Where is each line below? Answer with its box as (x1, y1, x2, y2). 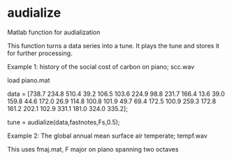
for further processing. (7, 49, 73, 57)
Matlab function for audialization (7, 28, 101, 36)
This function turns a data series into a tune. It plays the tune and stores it (7, 41, 220, 50)
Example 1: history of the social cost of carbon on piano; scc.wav (7, 62, 195, 71)
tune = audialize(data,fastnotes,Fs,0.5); (7, 117, 120, 126)
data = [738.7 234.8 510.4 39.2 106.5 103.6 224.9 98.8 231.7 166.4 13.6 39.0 (7, 89, 225, 98)
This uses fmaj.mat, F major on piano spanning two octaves (7, 145, 179, 153)
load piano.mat (7, 75, 50, 85)
